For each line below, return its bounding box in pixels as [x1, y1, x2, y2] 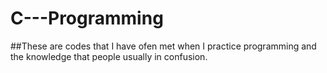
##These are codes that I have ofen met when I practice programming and [10, 40, 317, 52]
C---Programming [10, 7, 164, 30]
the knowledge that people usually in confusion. [10, 50, 208, 62]
